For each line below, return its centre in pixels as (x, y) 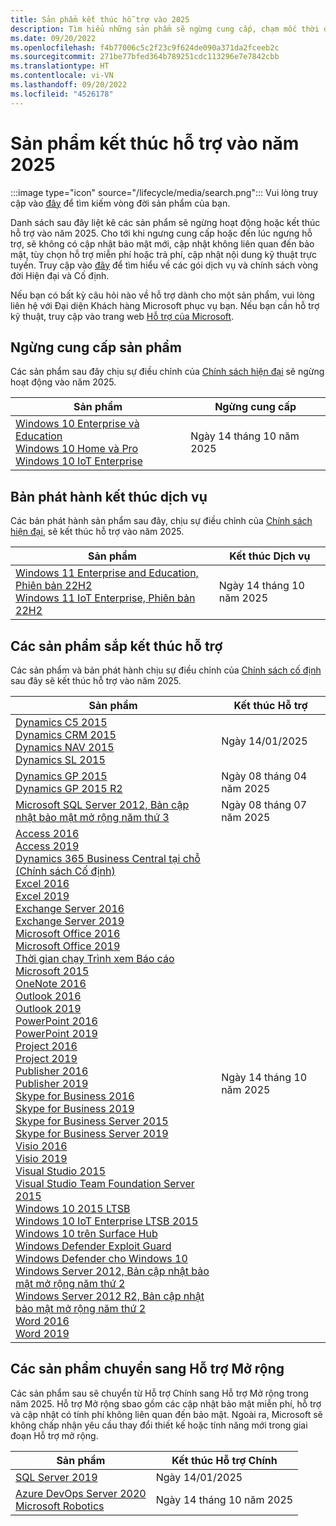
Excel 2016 (42, 883)
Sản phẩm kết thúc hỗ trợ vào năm (155, 143)
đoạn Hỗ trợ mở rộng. (54, 1435)
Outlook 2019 (48, 1008)
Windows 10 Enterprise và (77, 424)
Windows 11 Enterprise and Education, (107, 573)
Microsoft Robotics (60, 1506)
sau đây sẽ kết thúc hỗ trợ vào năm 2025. (96, 680)
